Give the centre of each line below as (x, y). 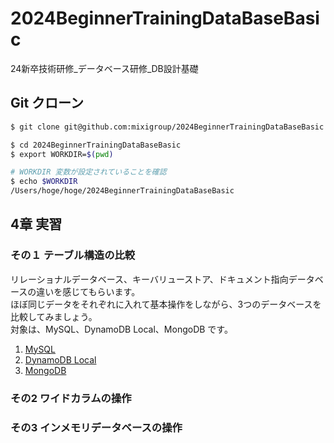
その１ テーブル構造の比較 (73, 255)
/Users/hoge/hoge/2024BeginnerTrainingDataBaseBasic (122, 191)
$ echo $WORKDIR (44, 182)
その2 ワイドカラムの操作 (71, 398)
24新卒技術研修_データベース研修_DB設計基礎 (104, 68)
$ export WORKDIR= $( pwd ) (62, 154)
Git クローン (47, 103)
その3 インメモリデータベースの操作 (96, 427)
